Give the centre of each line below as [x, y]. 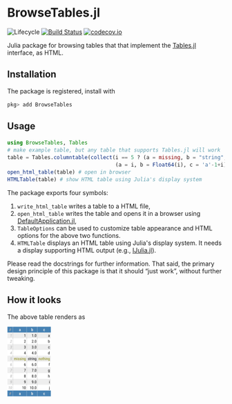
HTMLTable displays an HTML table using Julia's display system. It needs [119, 243]
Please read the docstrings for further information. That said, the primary [111, 264]
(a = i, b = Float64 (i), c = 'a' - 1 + [168, 165]
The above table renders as [46, 317]
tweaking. [21, 278]
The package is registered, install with [61, 91]
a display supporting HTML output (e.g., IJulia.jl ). [87, 250]
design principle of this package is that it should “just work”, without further [115, 270]
